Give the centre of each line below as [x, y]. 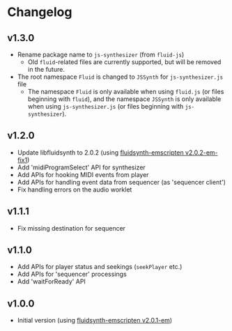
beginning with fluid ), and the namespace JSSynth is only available [124, 99]
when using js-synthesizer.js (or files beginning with [106, 106]
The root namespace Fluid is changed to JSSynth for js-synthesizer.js [120, 77]
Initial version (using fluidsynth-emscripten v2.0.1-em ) [95, 321]
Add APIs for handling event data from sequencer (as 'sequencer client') [122, 182]
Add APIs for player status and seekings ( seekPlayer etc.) [100, 267]
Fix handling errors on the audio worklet [75, 190]
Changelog [40, 12]
